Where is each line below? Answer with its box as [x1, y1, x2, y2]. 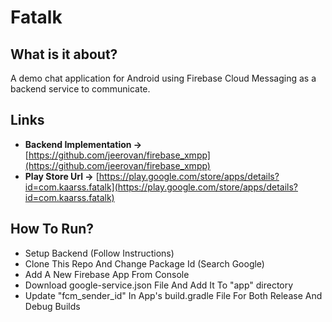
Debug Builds [24, 300, 81, 312]
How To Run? [10, 221, 95, 238]
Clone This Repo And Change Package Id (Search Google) [24, 257, 265, 270]
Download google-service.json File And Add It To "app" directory [24, 279, 294, 291]
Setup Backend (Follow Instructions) [24, 247, 175, 259]
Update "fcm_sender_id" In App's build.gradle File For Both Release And [24, 289, 323, 301]
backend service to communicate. [10, 83, 151, 95]
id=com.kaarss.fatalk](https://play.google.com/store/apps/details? [24, 181, 298, 193]
